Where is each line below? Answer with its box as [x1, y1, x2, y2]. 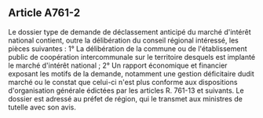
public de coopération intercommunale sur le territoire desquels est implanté [8, 52, 256, 61]
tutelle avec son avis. [8, 102, 77, 112]
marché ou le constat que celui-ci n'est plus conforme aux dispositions [8, 77, 238, 87]
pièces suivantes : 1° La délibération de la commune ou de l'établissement [8, 43, 247, 53]
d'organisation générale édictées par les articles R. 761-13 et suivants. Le [8, 86, 245, 95]
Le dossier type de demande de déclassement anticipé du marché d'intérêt [8, 27, 251, 36]
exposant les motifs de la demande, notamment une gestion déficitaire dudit [8, 68, 255, 78]
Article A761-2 [8, 6, 81, 20]
